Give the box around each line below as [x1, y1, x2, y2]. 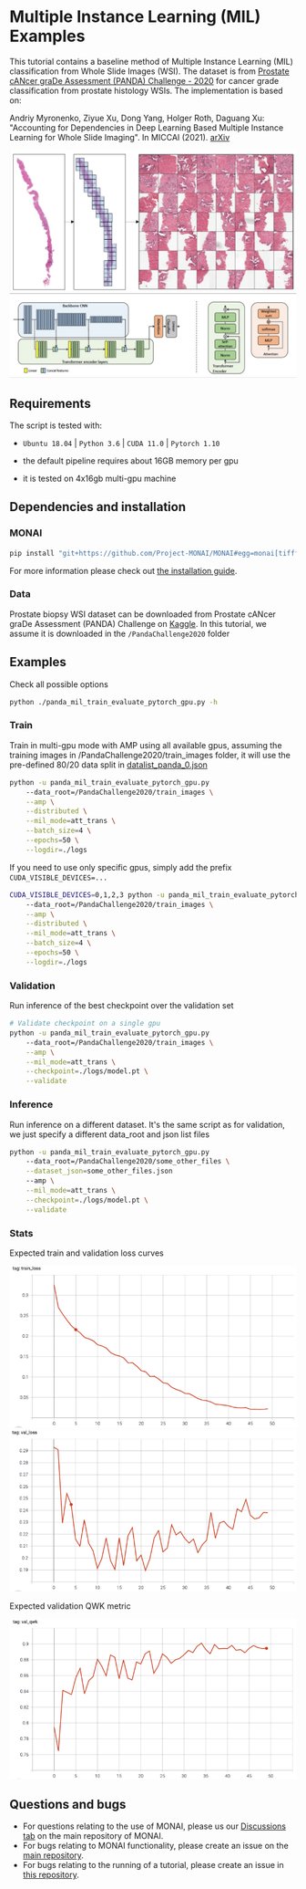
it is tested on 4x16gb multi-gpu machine [22, 473, 177, 484]
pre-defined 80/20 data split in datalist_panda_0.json [9, 759, 208, 770]
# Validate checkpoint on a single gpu [9, 1019, 161, 1028]
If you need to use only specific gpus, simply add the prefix [9, 861, 232, 872]
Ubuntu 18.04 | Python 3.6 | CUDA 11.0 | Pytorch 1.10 [22, 437, 220, 448]
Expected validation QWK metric [9, 1600, 132, 1612]
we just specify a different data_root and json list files [9, 1129, 210, 1140]
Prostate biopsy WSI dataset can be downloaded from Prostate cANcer [9, 609, 276, 620]
